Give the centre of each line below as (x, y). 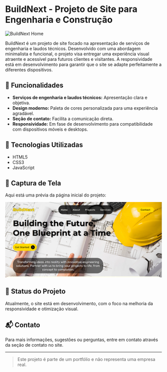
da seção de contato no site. (34, 345)
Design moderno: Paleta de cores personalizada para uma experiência (85, 108)
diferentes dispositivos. (29, 70)
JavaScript (23, 168)
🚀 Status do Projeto (36, 291)
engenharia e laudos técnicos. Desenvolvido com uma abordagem (73, 48)
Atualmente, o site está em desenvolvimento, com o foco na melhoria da (79, 303)
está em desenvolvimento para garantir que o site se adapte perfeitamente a (83, 64)
